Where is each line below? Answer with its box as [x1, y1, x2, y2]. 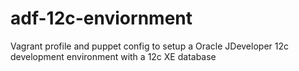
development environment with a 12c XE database [10, 50, 217, 62]
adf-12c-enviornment [10, 7, 193, 30]
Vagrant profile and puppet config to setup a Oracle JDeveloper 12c [10, 40, 289, 52]
